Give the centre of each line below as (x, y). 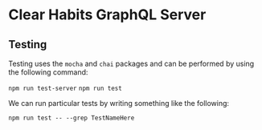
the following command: (48, 72)
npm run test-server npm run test (65, 88)
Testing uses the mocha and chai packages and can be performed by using (131, 63)
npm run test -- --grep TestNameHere (72, 118)
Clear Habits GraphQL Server (107, 15)
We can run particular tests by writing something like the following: (119, 103)
